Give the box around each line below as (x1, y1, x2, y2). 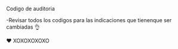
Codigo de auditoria (6, 5, 55, 12)
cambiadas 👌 (6, 23, 40, 30)
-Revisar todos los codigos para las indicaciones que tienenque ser (6, 17, 172, 23)
